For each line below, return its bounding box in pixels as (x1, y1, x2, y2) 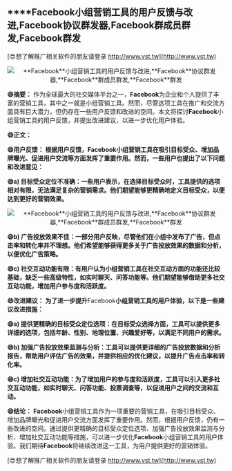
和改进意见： (7, 162, 43, 171)
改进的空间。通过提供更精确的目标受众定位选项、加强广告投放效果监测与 (12, 424, 219, 432)
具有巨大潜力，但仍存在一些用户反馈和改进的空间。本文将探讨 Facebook (12, 107, 217, 115)
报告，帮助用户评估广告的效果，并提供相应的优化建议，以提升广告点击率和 (7, 352, 219, 360)
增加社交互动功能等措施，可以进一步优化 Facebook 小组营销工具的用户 (19, 432, 217, 441)
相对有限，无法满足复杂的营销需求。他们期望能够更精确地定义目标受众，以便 (7, 186, 225, 194)
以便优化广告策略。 (7, 249, 62, 258)
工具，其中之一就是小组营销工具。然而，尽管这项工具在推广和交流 (30, 99, 219, 107)
